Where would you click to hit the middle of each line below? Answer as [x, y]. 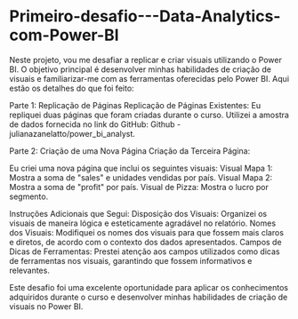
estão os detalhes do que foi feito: [72, 88]
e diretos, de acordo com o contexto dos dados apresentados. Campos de [145, 242]
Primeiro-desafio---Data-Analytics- [145, 16]
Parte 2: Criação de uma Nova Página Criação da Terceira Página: [130, 151]
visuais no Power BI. [46, 306]
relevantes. [30, 270]
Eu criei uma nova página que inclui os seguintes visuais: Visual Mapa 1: [141, 168]
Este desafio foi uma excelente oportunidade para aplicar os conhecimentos [149, 287]
